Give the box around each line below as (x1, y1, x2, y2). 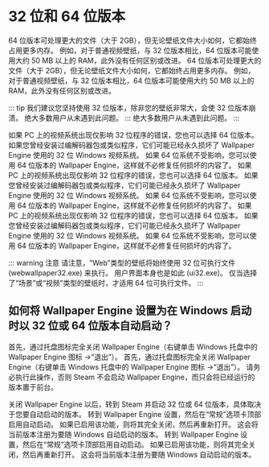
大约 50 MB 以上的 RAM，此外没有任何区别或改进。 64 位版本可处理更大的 (14, 56, 262, 65)
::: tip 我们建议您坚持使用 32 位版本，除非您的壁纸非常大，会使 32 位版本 (8, 102, 249, 113)
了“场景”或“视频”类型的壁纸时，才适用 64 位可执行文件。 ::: (8, 278, 204, 287)
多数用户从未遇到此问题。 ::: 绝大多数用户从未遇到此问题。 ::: (38, 113, 239, 122)
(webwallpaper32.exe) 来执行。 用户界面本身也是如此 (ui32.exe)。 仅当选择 (8, 267, 258, 278)
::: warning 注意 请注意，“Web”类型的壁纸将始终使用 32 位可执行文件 (8, 258, 236, 267)
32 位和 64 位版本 (8, 7, 126, 26)
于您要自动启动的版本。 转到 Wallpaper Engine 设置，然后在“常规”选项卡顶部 (8, 409, 262, 419)
